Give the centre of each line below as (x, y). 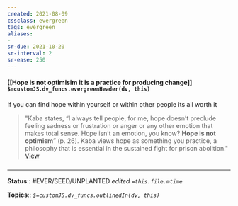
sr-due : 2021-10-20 (36, 47)
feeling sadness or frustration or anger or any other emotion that (119, 125)
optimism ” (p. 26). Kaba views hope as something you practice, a (121, 141)
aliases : (20, 34)
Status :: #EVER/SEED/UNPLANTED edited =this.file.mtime (95, 181)
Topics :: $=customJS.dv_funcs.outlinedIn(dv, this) (84, 195)
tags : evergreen (31, 27)
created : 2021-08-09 (38, 14)
